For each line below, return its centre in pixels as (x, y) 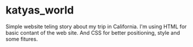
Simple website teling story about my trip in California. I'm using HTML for (96, 26)
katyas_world (40, 10)
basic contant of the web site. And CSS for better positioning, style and (93, 32)
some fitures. (22, 39)
